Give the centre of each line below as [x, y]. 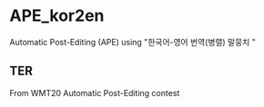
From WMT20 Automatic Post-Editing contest [95, 92]
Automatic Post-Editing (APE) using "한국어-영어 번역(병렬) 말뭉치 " [133, 42]
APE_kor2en [57, 16]
